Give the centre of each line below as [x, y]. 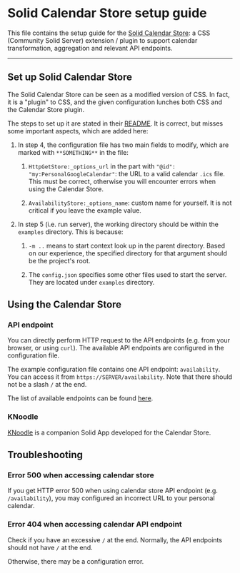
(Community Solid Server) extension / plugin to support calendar [102, 40]
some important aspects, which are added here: [78, 131]
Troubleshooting [45, 455]
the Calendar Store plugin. [46, 109]
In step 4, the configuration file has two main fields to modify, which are [123, 145]
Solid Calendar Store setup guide [107, 13]
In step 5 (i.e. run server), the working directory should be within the [118, 224]
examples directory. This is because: [70, 232]
